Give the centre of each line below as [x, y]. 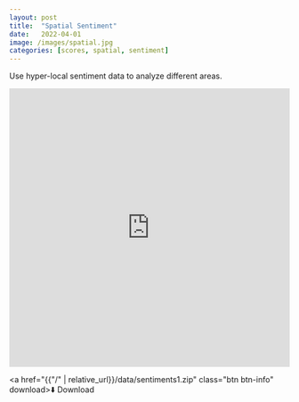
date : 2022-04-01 [45, 34]
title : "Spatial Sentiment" [63, 26]
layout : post [33, 17]
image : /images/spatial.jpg [61, 42]
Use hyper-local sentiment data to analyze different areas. [116, 76]
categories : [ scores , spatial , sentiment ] [89, 51]
